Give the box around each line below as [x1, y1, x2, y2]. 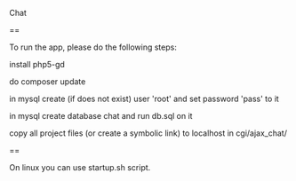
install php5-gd [9, 59, 65, 69]
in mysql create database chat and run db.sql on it [9, 111, 193, 121]
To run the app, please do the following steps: [9, 42, 178, 52]
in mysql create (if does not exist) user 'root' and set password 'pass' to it [9, 93, 280, 104]
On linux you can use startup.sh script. [9, 162, 151, 172]
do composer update [9, 76, 86, 87]
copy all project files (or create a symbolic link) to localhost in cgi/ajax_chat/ [9, 128, 287, 138]
